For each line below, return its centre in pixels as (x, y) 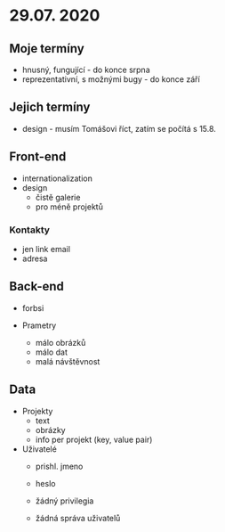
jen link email (46, 249)
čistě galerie (58, 197)
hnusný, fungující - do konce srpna (86, 70)
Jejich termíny (50, 107)
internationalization (57, 178)
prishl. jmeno (59, 466)
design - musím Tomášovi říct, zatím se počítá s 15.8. (119, 128)
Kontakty (30, 230)
